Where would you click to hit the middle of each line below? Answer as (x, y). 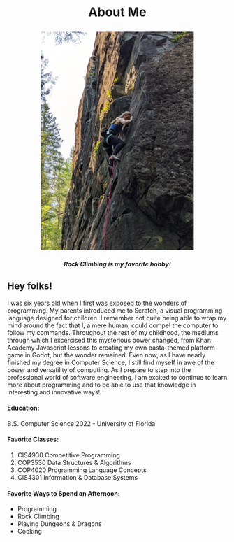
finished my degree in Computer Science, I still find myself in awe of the (111, 362)
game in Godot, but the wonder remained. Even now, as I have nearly (107, 355)
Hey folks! (30, 286)
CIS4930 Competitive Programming (69, 455)
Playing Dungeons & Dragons (60, 524)
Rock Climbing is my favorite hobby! (117, 264)
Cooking (29, 532)
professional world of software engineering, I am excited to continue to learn (117, 377)
